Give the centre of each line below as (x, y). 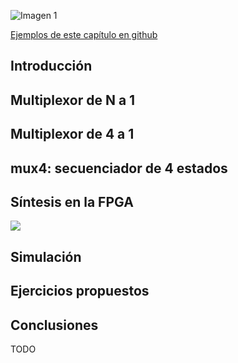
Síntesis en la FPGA (72, 201)
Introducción (51, 66)
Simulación (46, 256)
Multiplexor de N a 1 (73, 100)
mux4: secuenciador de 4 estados (119, 168)
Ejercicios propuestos (80, 291)
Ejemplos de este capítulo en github (84, 34)
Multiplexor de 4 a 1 (72, 134)
